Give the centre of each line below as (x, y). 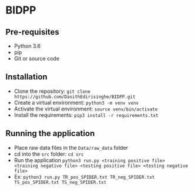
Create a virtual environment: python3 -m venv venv (76, 102)
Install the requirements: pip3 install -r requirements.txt (86, 115)
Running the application (50, 134)
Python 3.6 (27, 46)
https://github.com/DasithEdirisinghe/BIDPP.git (75, 97)
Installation (26, 77)
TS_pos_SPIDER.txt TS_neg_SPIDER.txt (60, 182)
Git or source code (37, 58)
